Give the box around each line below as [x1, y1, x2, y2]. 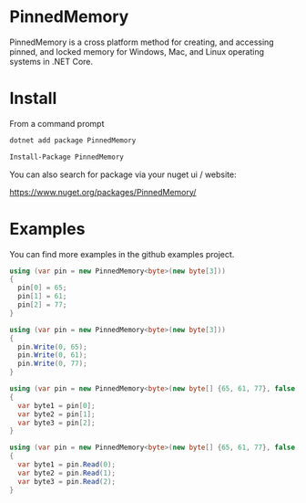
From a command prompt [9, 118, 105, 129]
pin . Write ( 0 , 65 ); [17, 342, 88, 351]
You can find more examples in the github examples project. [9, 248, 235, 259]
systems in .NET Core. [9, 56, 94, 67]
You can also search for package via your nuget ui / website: [9, 169, 237, 180]
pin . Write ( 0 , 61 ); [17, 351, 88, 360]
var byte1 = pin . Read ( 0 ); [17, 460, 117, 469]
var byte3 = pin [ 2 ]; [17, 418, 96, 427]
